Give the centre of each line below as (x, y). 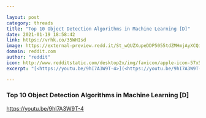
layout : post (23, 17)
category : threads (30, 23)
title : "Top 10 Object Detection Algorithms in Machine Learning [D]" (98, 29)
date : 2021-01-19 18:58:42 (41, 34)
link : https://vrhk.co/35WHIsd (46, 40)
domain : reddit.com (31, 52)
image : (15, 46)
